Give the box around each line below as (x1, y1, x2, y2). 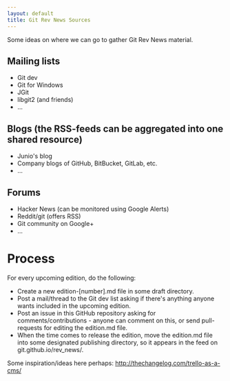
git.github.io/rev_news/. (17, 345, 84, 353)
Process (7, 251, 55, 267)
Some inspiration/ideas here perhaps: (7, 359, 114, 367)
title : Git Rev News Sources (7, 17, 91, 23)
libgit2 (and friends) (17, 96, 74, 104)
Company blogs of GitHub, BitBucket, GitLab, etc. (17, 159, 158, 167)
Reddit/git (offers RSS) (17, 212, 81, 220)
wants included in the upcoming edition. (17, 301, 131, 310)
